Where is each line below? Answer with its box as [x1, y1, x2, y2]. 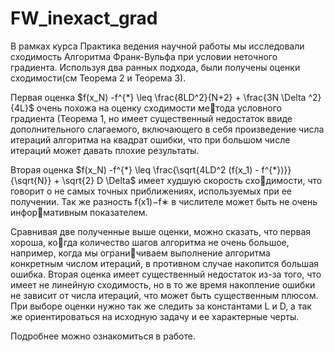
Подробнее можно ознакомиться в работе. [10, 330, 196, 342]
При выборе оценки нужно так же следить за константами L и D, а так [10, 300, 312, 312]
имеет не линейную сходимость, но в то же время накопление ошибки [10, 278, 316, 291]
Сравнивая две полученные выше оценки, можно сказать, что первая [10, 225, 312, 237]
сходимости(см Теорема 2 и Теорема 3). [10, 72, 187, 84]
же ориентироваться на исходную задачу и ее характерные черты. [10, 310, 300, 322]
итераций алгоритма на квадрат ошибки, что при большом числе [10, 133, 291, 146]
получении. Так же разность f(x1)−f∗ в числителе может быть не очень [10, 195, 318, 207]
